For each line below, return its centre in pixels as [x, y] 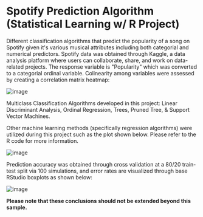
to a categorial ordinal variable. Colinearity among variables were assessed [100, 73]
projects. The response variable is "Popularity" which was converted [111, 67]
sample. [17, 207]
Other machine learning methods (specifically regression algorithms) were [99, 128]
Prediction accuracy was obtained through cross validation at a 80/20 [94, 164]
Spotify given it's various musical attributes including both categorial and [98, 47]
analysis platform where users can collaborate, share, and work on [90, 60]
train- [189, 164]
